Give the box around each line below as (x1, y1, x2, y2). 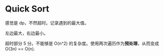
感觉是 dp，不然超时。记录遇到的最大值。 (5, 20, 89, 26)
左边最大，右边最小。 (5, 30, 48, 36)
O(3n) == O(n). (5, 46, 35, 52)
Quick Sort (5, 3, 49, 14)
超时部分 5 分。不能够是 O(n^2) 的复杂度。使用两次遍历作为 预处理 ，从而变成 (5, 40, 159, 46)
